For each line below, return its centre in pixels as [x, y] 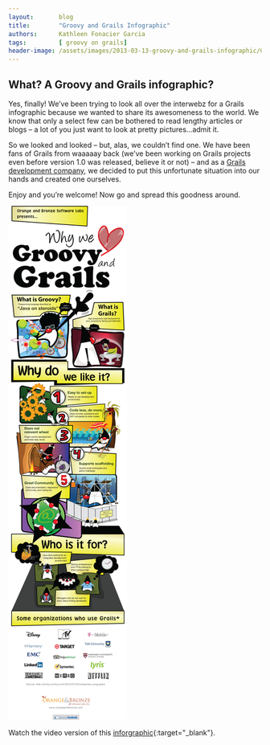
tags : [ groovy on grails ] [68, 43]
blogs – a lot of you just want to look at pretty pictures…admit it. [114, 129]
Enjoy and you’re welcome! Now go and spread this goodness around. [125, 194]
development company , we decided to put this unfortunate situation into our [134, 170]
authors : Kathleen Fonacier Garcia [77, 34]
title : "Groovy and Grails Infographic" [90, 25]
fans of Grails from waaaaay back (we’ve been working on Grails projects [130, 154]
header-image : [32, 51]
